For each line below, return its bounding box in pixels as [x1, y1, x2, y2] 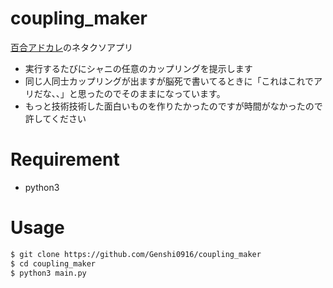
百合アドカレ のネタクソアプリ [10, 41, 133, 53]
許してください [24, 112, 87, 124]
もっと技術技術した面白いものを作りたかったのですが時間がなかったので [24, 100, 323, 112]
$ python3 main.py [10, 268, 87, 278]
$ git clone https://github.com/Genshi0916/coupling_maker [10, 249, 262, 259]
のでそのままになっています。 [103, 87, 226, 99]
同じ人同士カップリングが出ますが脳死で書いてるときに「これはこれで [24, 75, 314, 87]
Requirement [10, 148, 120, 171]
